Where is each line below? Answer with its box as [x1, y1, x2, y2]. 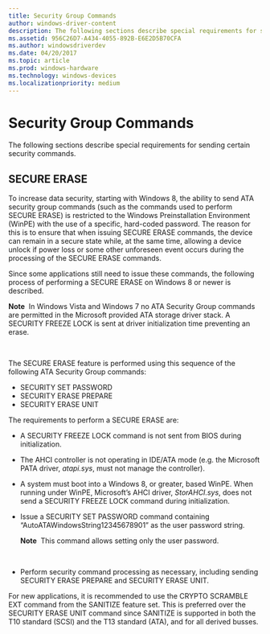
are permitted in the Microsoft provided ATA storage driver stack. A [8, 311, 231, 320]
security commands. [8, 149, 76, 158]
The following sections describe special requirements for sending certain [8, 140, 251, 150]
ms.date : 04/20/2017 [8, 49, 78, 57]
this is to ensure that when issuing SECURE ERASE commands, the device [8, 228, 253, 237]
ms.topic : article [8, 57, 70, 65]
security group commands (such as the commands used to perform [8, 202, 233, 212]
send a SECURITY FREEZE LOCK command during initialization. [19, 496, 231, 506]
